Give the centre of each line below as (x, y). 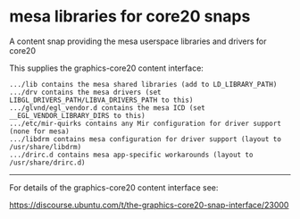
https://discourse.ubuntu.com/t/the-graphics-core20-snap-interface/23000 (149, 205)
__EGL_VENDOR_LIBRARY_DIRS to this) (77, 115)
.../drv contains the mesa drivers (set (86, 92)
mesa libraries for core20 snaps (130, 17)
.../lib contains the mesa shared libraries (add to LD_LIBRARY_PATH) (143, 84)
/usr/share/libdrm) (46, 147)
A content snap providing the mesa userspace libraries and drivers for (138, 41)
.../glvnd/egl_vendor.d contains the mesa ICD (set (107, 108)
